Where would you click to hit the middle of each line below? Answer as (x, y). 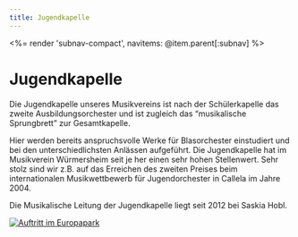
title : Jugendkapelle (50, 17)
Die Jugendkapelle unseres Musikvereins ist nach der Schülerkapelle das (144, 104)
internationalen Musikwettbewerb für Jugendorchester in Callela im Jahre (145, 178)
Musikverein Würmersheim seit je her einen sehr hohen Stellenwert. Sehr (144, 159)
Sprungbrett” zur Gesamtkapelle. (70, 123)
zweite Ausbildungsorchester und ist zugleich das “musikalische (128, 114)
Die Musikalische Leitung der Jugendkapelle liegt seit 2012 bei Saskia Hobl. (149, 205)
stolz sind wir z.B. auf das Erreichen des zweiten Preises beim (124, 169)
